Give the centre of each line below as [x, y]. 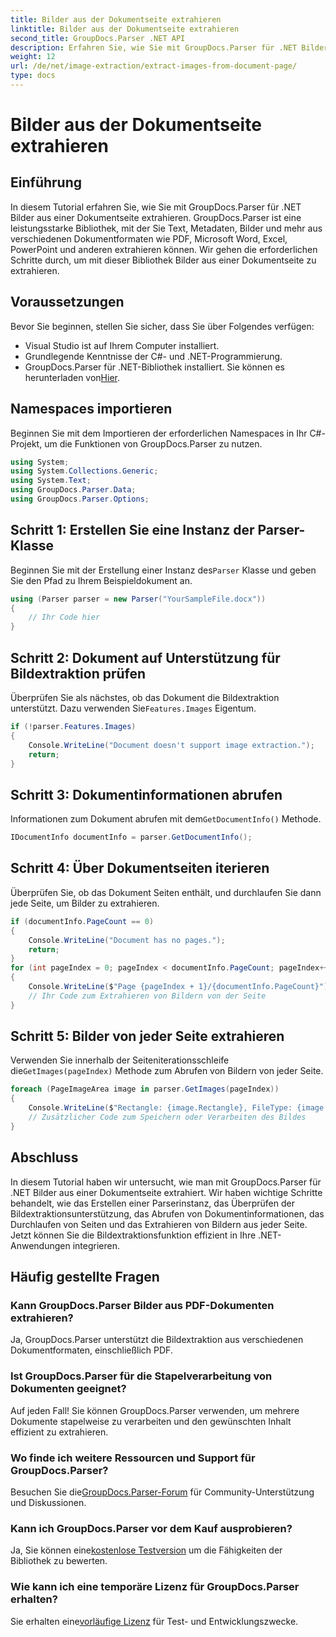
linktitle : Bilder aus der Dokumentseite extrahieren [125, 29]
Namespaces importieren [91, 409]
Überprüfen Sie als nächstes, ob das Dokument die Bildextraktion [145, 697]
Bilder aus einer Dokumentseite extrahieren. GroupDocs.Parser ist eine [156, 217]
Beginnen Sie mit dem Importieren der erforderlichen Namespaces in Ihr [159, 433]
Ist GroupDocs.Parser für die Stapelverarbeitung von [141, 1376]
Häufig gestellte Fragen [85, 1277]
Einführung [46, 182]
